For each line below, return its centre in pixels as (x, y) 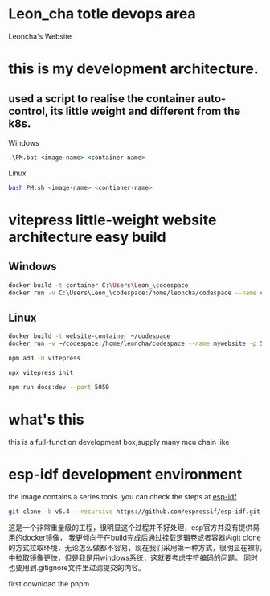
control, (28, 111)
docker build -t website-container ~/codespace (90, 336)
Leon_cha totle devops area (102, 14)
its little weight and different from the (145, 111)
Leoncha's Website (40, 36)
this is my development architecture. (133, 69)
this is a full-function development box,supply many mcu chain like (119, 442)
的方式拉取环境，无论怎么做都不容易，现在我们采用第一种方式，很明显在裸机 (135, 548)
